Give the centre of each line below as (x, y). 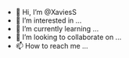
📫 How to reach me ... (52, 46)
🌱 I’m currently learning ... (57, 29)
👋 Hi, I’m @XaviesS (46, 12)
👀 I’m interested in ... (48, 20)
